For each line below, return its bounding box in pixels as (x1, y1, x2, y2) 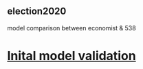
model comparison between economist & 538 (7, 23, 136, 32)
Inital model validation (7, 48, 136, 63)
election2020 (7, 6, 67, 17)
